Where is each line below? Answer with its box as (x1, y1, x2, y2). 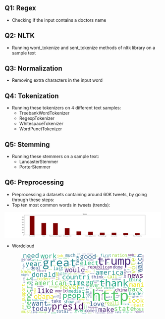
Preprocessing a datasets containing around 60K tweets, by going (11, 191, 147, 197)
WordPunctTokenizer (19, 126, 62, 132)
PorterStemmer (19, 164, 51, 170)
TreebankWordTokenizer (19, 110, 70, 116)
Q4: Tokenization (4, 92, 59, 100)
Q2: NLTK (4, 32, 35, 40)
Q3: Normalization (4, 64, 62, 73)
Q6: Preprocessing (4, 178, 64, 187)
